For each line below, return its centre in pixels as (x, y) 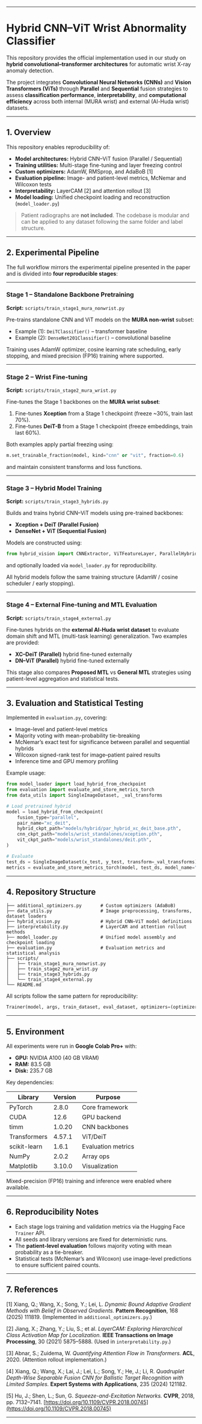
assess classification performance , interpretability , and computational (96, 95)
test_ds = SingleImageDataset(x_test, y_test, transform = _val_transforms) (102, 862)
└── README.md (24, 985)
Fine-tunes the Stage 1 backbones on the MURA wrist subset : (83, 402)
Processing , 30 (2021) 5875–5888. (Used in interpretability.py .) (89, 1341)
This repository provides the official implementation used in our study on (96, 57)
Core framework (105, 1107)
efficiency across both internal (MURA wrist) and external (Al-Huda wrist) (98, 101)
